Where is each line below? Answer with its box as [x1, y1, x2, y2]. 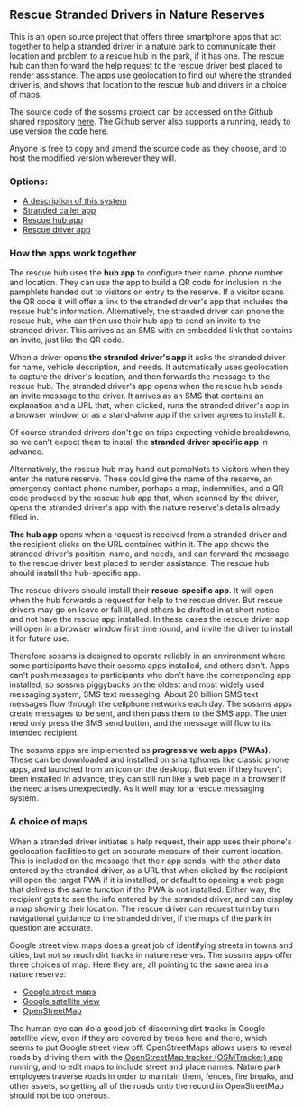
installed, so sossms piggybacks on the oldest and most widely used [9, 679, 265, 690]
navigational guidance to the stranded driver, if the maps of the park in [9, 912, 271, 924]
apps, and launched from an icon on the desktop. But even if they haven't [9, 764, 282, 775]
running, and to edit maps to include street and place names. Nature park [9, 1061, 281, 1072]
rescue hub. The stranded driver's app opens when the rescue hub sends [9, 381, 283, 392]
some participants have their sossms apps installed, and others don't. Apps [9, 660, 289, 671]
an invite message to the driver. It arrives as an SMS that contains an [9, 390, 264, 401]
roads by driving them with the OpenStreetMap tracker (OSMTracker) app [9, 1051, 284, 1062]
